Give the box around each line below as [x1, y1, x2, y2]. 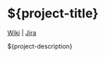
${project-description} [7, 42, 73, 50]
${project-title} [7, 6, 99, 22]
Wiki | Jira [7, 28, 37, 37]
